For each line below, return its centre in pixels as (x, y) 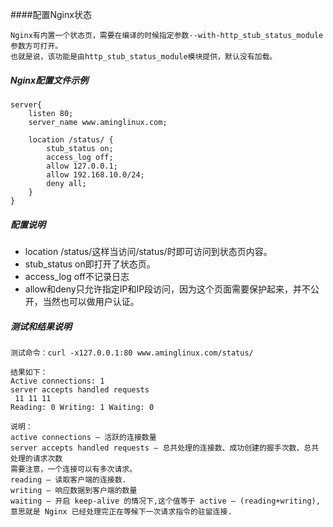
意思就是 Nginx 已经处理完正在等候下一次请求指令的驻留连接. (121, 511)
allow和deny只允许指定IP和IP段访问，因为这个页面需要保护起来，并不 (168, 289)
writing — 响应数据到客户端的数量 (74, 490)
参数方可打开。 (36, 46)
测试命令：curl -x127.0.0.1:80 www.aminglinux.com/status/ (132, 353)
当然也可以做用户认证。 (91, 301)
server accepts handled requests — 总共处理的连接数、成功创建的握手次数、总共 (165, 448)
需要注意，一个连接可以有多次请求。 (74, 469)
